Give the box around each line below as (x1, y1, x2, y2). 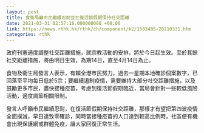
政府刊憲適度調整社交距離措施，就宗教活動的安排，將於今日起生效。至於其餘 (6, 49, 198, 56)
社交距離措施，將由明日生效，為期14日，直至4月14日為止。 (6, 56, 154, 64)
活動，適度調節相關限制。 (6, 92, 70, 100)
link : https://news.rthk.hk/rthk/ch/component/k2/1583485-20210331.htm (6, 26, 191, 32)
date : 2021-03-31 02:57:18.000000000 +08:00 (6, 20, 121, 26)
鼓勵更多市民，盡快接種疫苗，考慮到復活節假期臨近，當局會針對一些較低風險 (6, 84, 198, 92)
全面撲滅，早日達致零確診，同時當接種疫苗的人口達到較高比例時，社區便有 (6, 113, 192, 120)
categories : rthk (6, 32, 50, 38)
